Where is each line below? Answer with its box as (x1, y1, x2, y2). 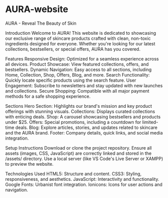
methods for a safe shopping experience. (5, 93, 91, 99)
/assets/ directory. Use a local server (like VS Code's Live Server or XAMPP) (5, 155, 163, 162)
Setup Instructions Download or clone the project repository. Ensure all (5, 145, 152, 151)
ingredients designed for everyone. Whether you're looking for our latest (5, 40, 155, 46)
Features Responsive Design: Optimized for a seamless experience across (5, 55, 159, 61)
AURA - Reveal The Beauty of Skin (5, 20, 77, 26)
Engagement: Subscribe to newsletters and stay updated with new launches (5, 82, 163, 89)
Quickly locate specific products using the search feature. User (5, 77, 137, 83)
